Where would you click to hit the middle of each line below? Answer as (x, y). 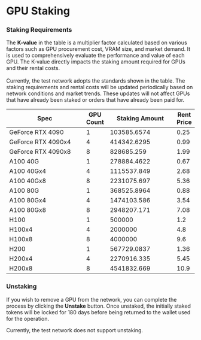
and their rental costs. (33, 68)
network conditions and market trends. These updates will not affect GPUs (98, 93)
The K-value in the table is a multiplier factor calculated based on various (97, 42)
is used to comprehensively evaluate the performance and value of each (95, 56)
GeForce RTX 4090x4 (40, 142)
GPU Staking (38, 11)
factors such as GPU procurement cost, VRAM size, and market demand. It (98, 49)
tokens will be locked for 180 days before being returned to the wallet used (98, 312)
